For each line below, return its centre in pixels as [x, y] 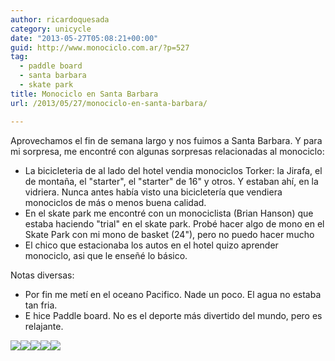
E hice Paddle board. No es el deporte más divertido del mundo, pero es [173, 315]
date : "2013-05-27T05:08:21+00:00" [84, 38]
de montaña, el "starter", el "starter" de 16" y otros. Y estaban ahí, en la [171, 181]
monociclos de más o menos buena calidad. [115, 202]
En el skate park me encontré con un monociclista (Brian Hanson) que [169, 213]
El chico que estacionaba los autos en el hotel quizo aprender [151, 245]
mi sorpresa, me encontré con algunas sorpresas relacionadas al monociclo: [167, 151]
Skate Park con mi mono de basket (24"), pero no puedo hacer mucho [169, 234]
